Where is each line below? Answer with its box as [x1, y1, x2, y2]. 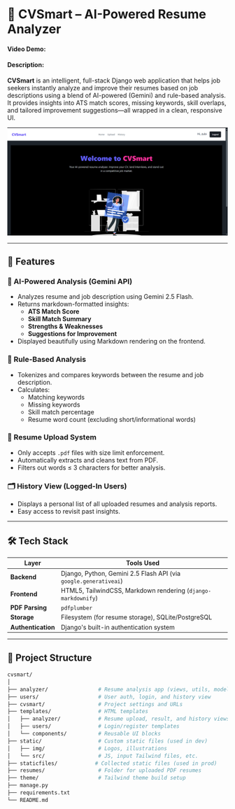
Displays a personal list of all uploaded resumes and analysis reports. [17, 500, 218, 508]
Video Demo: [7, 45, 46, 53]
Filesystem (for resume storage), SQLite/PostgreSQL [60, 613, 213, 621]
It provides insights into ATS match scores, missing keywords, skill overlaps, [7, 98, 227, 107]
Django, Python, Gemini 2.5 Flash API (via [60, 569, 180, 577]
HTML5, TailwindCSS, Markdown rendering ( [60, 586, 190, 594]
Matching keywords [27, 393, 85, 401]
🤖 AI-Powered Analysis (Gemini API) [7, 276, 133, 286]
